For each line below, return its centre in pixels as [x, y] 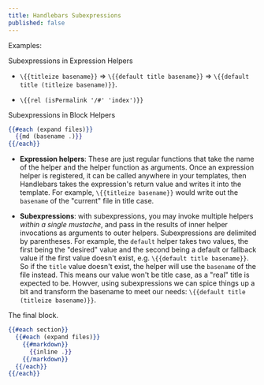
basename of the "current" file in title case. [87, 201]
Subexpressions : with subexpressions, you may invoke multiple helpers [136, 216]
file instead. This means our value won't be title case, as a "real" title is [134, 275]
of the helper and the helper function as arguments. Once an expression [137, 167]
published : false [37, 23]
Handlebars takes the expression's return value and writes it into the [130, 184]
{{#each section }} [38, 330]
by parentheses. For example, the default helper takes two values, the [134, 241]
